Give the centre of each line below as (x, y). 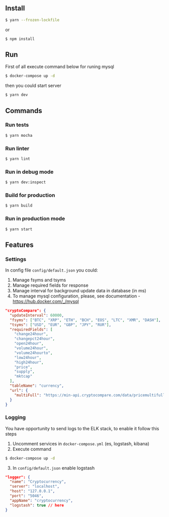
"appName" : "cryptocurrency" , (41, 500)
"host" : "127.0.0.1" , (32, 491)
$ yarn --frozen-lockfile (32, 20)
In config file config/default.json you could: (52, 270)
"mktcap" (23, 376)
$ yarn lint (18, 159)
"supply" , (25, 372)
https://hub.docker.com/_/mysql (46, 301)
